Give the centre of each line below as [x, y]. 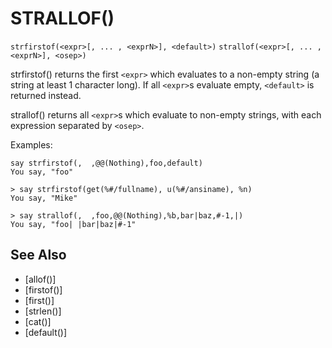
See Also [38, 255]
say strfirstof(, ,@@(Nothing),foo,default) [106, 163]
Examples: [31, 144]
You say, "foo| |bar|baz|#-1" [73, 224]
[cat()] [38, 321]
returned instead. [46, 95]
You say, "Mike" [44, 198]
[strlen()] [43, 311]
